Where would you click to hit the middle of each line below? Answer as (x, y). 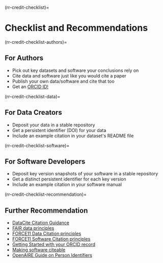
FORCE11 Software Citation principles (51, 239)
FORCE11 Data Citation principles (47, 233)
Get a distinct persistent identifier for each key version (69, 179)
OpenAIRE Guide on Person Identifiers (52, 255)
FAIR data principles (33, 228)
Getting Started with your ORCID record (53, 245)
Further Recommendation (46, 210)
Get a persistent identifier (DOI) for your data (59, 130)
